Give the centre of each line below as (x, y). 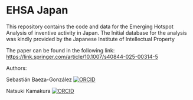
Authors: (17, 68)
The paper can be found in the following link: (60, 50)
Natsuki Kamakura (29, 91)
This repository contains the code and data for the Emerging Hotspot (90, 26)
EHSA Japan (37, 10)
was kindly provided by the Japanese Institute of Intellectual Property (91, 39)
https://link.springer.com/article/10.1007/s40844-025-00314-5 (82, 56)
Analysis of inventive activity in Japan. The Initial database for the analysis (97, 32)
